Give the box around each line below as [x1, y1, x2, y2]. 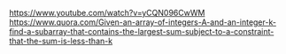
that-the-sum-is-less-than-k [9, 35, 113, 46]
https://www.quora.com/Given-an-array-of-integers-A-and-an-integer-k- [9, 17, 277, 27]
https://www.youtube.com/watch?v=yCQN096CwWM [9, 8, 205, 18]
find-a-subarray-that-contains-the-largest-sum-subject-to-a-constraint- [9, 27, 274, 36]
